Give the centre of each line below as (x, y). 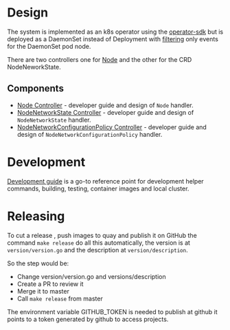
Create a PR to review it (50, 284)
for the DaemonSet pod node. (49, 46)
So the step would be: (38, 263)
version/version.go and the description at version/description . (97, 250)
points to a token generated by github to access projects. (88, 319)
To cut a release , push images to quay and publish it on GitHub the (102, 235)
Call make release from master (60, 298)
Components (35, 88)
